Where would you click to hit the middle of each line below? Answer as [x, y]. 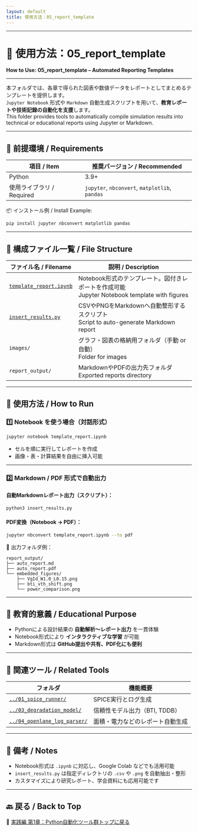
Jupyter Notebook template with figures [133, 295]
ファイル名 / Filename [41, 267]
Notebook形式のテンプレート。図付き [130, 278]
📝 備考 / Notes [32, 751]
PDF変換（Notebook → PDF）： [44, 522]
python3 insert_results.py [39, 508]
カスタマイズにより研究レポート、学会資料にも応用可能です [87, 781]
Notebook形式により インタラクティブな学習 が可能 [77, 637]
